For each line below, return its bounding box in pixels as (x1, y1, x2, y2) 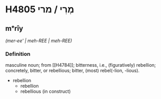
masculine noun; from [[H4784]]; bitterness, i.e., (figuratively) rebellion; (5, 62, 156, 68)
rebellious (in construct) (20, 88, 71, 94)
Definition (5, 50, 31, 57)
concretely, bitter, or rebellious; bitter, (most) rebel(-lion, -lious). (5, 68, 140, 74)
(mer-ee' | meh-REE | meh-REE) (5, 37, 73, 44)
